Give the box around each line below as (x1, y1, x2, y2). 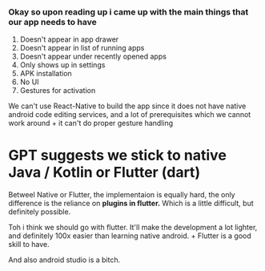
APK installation (19, 69, 72, 79)
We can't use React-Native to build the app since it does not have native (8, 101, 247, 111)
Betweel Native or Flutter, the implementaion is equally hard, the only (8, 190, 235, 200)
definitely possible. (8, 207, 71, 216)
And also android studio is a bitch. (8, 255, 121, 265)
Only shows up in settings (19, 60, 106, 70)
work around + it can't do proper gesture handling (8, 119, 174, 128)
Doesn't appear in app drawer (19, 34, 119, 44)
